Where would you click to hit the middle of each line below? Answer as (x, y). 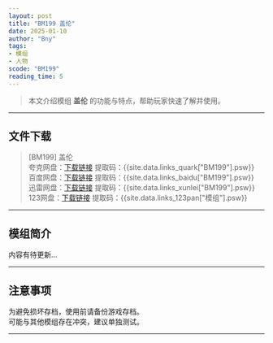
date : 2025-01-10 (38, 31)
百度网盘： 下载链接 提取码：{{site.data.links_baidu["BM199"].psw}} (141, 178)
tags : (17, 46)
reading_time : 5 (36, 76)
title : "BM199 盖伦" (42, 24)
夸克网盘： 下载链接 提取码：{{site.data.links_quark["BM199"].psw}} (141, 167)
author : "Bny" (32, 39)
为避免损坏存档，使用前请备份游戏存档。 (76, 312)
